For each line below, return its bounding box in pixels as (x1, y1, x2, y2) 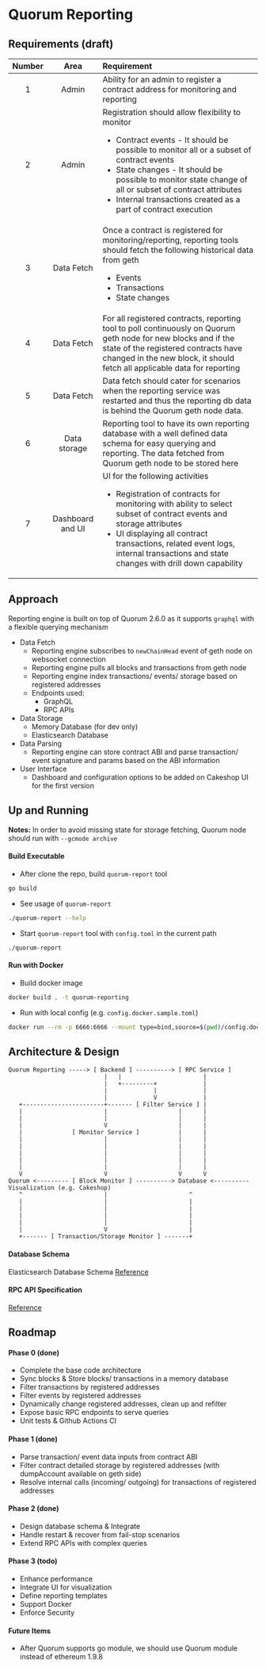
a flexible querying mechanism (8, 622, 108, 631)
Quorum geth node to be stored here (102, 458, 239, 469)
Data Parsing (19, 738, 62, 748)
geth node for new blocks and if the (102, 333, 235, 343)
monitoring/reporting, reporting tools (102, 235, 239, 245)
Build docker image (19, 978, 83, 987)
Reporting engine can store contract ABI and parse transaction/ (31, 747, 239, 757)
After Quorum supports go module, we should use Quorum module (19, 1643, 238, 1653)
